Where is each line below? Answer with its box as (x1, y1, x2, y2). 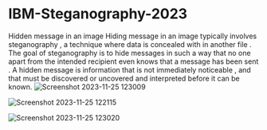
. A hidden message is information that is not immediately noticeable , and (8, 65, 251, 74)
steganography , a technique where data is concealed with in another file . (8, 39, 253, 49)
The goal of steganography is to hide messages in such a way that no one (8, 48, 251, 57)
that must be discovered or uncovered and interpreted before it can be (8, 73, 241, 83)
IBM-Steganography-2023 (8, 5, 188, 23)
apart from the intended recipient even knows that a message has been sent (8, 57, 259, 66)
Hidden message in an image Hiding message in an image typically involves (8, 31, 257, 41)
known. (8, 81, 33, 92)
